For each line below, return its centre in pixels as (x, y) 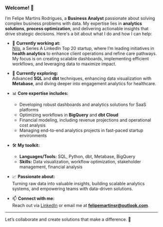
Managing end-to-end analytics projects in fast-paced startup (81, 130)
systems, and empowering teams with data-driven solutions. (73, 189)
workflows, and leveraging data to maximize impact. (64, 64)
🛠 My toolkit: (26, 145)
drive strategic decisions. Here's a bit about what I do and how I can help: (79, 34)
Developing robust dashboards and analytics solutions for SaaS (83, 105)
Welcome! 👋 (19, 8)
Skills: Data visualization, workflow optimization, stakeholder (80, 162)
